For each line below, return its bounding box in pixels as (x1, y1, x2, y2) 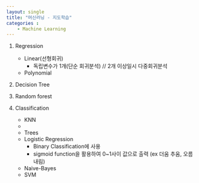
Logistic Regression (24, 136, 74, 143)
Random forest (15, 93, 53, 100)
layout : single (6, 8, 45, 15)
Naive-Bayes (24, 165, 56, 172)
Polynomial (24, 69, 52, 76)
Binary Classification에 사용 (33, 143, 101, 150)
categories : (6, 20, 39, 26)
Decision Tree (15, 81, 50, 88)
